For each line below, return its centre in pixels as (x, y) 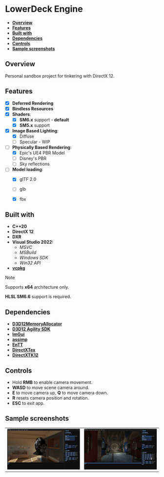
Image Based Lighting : (35, 130)
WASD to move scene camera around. (51, 388)
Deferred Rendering (33, 103)
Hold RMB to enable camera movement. (52, 382)
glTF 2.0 (28, 179)
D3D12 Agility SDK (31, 329)
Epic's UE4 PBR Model (42, 153)
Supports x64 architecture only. (37, 287)
